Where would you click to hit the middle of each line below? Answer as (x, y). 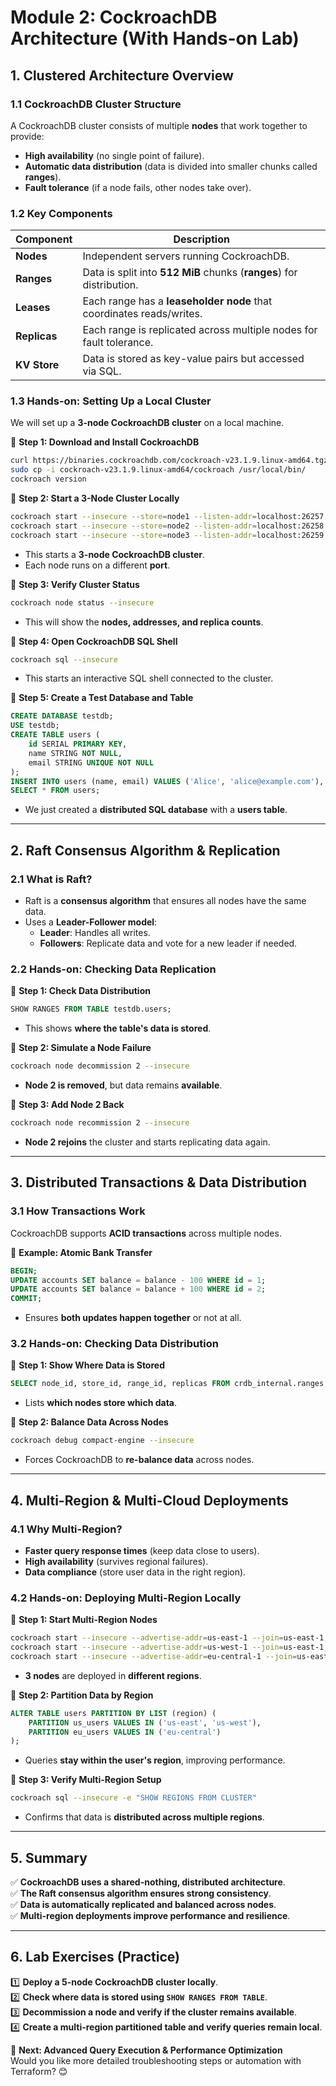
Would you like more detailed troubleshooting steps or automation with (156, 2060)
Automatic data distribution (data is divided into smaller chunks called (171, 166)
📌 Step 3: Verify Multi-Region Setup (86, 1780)
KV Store (37, 365)
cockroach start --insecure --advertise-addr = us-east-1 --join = (147, 1638)
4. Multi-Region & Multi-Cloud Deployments (149, 1500)
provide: (27, 136)
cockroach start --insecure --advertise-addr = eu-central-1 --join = (154, 1656)
